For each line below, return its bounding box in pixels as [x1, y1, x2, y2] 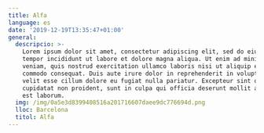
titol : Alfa [15, 113, 55, 121]
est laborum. [22, 92, 65, 99]
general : [8, 33, 37, 41]
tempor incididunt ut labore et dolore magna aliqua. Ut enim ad [22, 56, 241, 63]
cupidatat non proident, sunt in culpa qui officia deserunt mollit [22, 84, 251, 92]
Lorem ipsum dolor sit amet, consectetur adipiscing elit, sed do [22, 48, 244, 56]
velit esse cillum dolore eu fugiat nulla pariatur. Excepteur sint [22, 77, 251, 84]
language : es [8, 19, 51, 27]
